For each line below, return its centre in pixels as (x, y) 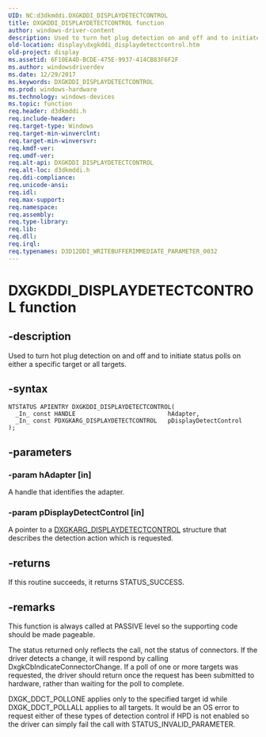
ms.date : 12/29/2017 (42, 74)
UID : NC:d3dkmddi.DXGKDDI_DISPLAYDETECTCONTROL (88, 15)
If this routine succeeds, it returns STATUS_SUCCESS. (96, 582)
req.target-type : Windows (51, 126)
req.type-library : (38, 222)
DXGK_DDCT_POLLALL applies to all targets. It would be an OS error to (124, 708)
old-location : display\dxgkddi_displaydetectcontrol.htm (104, 45)
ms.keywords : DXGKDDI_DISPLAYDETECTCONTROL (81, 82)
